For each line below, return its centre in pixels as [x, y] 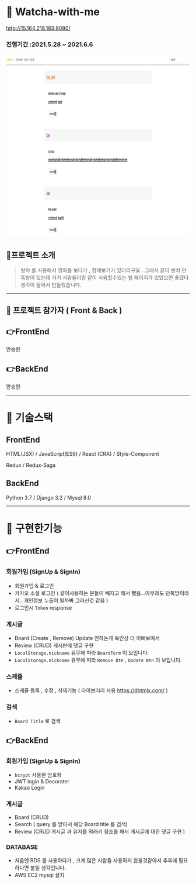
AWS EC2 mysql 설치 [39, 875]
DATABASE [22, 847]
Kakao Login [29, 788]
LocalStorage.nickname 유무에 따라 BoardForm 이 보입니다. [82, 653]
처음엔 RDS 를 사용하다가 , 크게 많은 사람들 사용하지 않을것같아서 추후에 [96, 860]
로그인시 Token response [43, 607]
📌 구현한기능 [34, 529]
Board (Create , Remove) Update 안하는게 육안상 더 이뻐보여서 [87, 638]
